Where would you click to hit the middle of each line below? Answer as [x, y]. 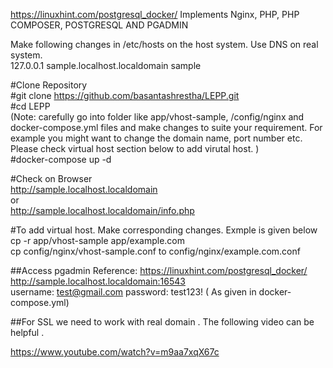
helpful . [27, 332]
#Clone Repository [49, 85]
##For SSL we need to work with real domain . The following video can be [162, 322]
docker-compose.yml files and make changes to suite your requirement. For [166, 127]
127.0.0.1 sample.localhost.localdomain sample [106, 65]
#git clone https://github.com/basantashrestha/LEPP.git [125, 95]
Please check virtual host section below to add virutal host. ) [135, 148]
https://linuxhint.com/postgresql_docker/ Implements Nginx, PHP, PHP [155, 14]
